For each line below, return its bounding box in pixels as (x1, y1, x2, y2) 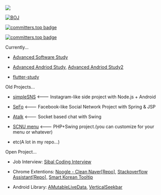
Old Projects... (5, 84, 35, 90)
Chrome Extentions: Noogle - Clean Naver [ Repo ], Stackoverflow (12, 169, 148, 175)
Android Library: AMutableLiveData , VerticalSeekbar (12, 184, 123, 190)
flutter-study (12, 74, 39, 80)
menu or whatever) (12, 129, 53, 135)
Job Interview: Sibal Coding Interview (12, 159, 92, 165)
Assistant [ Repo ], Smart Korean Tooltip (12, 174, 93, 180)
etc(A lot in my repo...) (12, 139, 60, 145)
